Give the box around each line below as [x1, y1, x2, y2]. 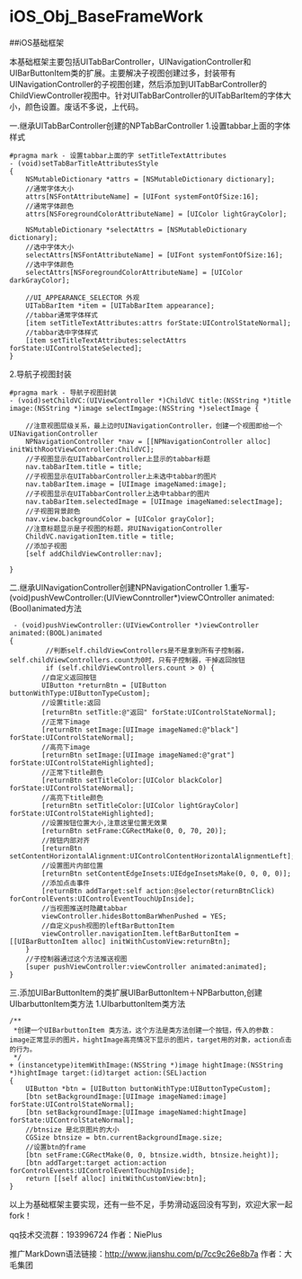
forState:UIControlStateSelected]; [9, 343, 143, 352]
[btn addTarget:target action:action [25, 1158, 167, 1168]
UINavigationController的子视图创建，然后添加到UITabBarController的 [9, 78, 267, 89]
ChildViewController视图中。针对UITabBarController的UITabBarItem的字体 [9, 90, 284, 101]
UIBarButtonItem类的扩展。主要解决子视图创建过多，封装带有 [9, 67, 236, 78]
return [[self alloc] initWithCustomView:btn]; [25, 1174, 207, 1183]
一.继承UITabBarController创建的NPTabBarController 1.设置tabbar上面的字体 [9, 120, 291, 131]
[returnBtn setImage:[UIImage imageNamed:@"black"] [41, 725, 240, 734]
